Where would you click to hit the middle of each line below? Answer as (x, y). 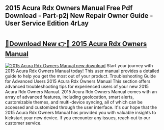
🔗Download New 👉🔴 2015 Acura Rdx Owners (76, 44)
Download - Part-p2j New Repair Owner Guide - (79, 16)
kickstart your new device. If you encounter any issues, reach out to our (78, 118)
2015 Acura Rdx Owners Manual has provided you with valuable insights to (81, 113)
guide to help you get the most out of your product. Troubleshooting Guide (81, 76)
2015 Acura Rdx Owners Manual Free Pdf (69, 8)
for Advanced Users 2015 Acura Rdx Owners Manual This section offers (78, 81)
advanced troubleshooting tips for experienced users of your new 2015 (77, 86)
